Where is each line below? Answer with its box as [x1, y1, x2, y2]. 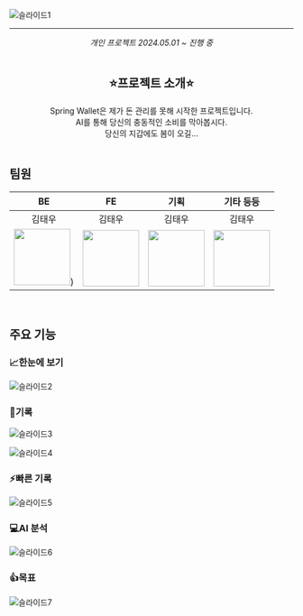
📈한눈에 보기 [9, 356, 64, 369]
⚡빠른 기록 [9, 472, 52, 484]
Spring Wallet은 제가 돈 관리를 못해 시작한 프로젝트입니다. [50, 105, 253, 116]
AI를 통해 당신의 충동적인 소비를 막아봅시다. [75, 116, 228, 127]
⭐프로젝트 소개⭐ [108, 76, 195, 91]
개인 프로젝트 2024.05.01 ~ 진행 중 [89, 37, 214, 48]
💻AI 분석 [9, 521, 48, 534]
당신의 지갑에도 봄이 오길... [105, 127, 198, 139]
